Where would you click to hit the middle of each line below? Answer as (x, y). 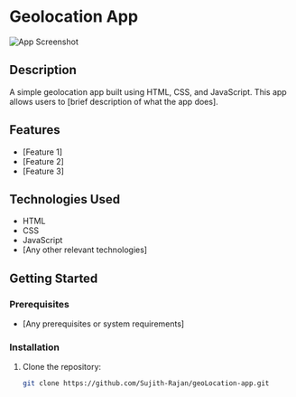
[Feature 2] (43, 161)
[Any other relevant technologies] (84, 250)
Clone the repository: (62, 367)
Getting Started (54, 278)
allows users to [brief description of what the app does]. (114, 101)
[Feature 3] (43, 171)
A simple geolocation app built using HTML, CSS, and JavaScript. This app (148, 91)
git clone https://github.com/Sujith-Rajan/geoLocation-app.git (146, 383)
